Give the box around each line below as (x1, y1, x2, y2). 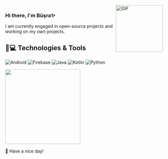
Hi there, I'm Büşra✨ (5, 12, 55, 19)
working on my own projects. (5, 28, 65, 34)
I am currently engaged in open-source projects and (5, 23, 113, 29)
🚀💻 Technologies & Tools (5, 43, 86, 52)
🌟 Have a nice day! (5, 148, 44, 154)
